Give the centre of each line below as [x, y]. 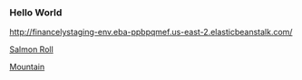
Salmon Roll [32, 49]
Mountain [27, 67]
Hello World [36, 13]
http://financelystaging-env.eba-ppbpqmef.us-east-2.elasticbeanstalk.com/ [151, 32]
